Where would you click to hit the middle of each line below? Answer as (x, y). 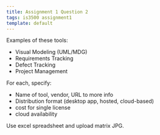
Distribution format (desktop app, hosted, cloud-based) (84, 101)
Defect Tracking (35, 65)
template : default (30, 23)
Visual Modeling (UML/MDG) (51, 52)
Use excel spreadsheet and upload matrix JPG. (65, 126)
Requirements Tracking (44, 59)
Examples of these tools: (37, 41)
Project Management (41, 71)
